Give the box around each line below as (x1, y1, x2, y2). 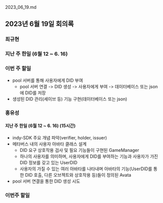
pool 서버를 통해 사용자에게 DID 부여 (12, 77, 83, 83)
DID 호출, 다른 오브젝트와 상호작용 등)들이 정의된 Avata (25, 172, 131, 178)
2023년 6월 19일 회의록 (5, 20, 74, 28)
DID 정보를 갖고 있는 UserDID (19, 159, 78, 165)
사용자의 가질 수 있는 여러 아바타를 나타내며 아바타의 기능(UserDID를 (19, 166, 153, 172)
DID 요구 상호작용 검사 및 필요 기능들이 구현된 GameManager (19, 147, 140, 153)
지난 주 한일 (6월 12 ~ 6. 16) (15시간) (5, 123, 76, 129)
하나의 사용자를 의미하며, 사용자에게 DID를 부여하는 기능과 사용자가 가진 (19, 153, 159, 159)
